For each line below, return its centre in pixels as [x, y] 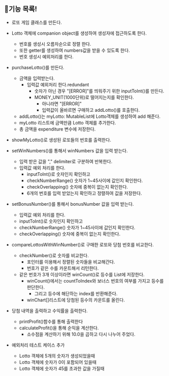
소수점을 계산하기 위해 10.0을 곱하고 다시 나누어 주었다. [81, 334]
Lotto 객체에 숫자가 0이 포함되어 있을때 [58, 362]
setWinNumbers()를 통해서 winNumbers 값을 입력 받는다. [70, 150]
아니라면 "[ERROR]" [62, 104]
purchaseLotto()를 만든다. [38, 67]
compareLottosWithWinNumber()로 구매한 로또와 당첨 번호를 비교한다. [82, 244]
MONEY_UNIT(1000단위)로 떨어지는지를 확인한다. [84, 97]
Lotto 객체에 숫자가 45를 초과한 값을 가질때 [62, 368]
